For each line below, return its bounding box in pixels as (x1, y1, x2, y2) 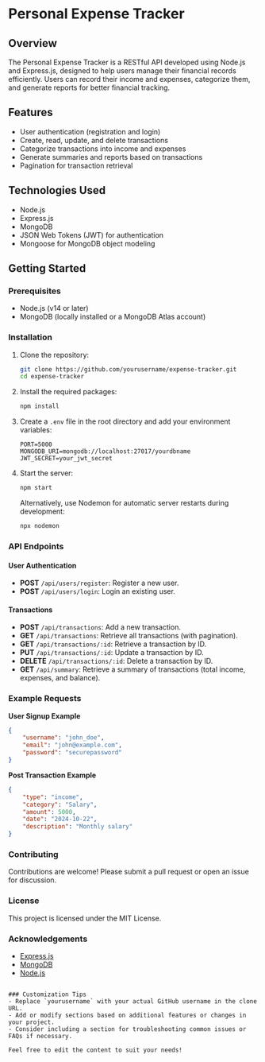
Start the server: (19, 468, 74, 478)
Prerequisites (8, 285, 61, 297)
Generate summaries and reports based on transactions (19, 152, 203, 161)
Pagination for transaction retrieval (19, 161, 133, 170)
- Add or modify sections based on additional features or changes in (8, 1011, 247, 1019)
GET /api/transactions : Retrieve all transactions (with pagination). (19, 631, 238, 641)
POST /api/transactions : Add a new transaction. (19, 622, 181, 632)
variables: (19, 425, 52, 435)
